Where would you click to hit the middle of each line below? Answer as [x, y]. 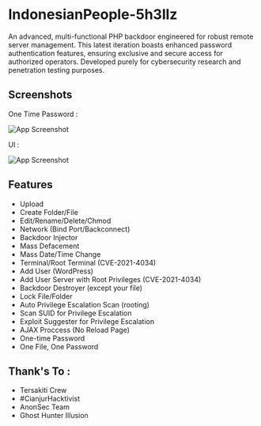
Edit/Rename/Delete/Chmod [65, 221]
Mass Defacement [49, 246]
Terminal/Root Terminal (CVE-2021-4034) [88, 262]
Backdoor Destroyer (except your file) [81, 288]
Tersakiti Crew [43, 390]
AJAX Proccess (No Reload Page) [75, 330]
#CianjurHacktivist [50, 399]
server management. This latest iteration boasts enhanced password [120, 44]
